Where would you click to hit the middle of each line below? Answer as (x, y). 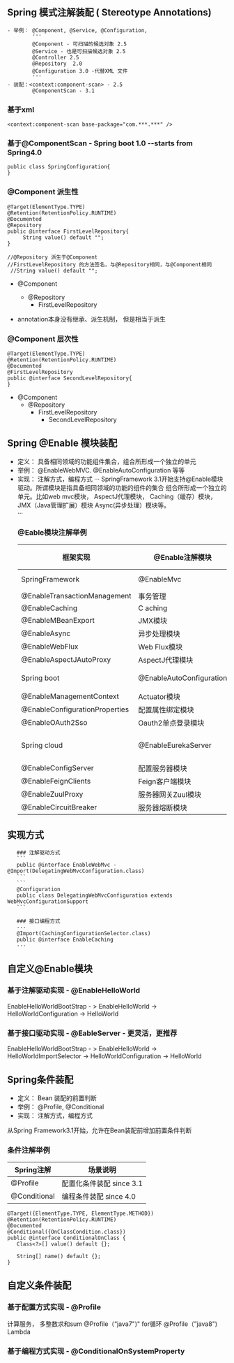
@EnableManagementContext (70, 696)
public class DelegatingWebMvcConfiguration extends (94, 895)
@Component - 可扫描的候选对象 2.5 (80, 44)
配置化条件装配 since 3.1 (102, 1183)
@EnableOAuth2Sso (54, 723)
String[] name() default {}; (58, 1257)
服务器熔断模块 (163, 808)
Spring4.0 (25, 152)
